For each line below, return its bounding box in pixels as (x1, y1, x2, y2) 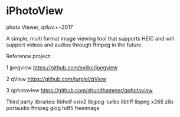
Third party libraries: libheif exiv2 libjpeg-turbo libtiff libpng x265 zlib (6, 98, 174, 105)
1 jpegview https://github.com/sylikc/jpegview (6, 63, 118, 71)
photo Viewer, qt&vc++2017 (6, 24, 74, 31)
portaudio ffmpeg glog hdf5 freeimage (6, 104, 100, 111)
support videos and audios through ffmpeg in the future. (6, 41, 143, 48)
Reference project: (6, 52, 51, 59)
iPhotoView (6, 4, 64, 18)
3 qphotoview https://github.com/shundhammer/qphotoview (6, 86, 153, 93)
